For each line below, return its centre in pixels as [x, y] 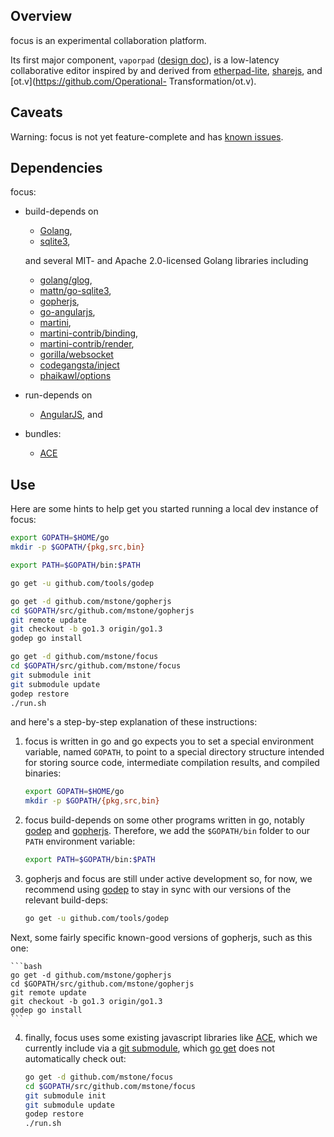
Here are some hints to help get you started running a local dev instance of [164, 509]
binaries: [43, 773]
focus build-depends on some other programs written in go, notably [164, 820]
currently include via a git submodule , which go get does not [149, 1048]
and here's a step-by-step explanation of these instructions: [134, 722]
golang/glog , [66, 280]
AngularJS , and [71, 415]
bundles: [43, 434]
